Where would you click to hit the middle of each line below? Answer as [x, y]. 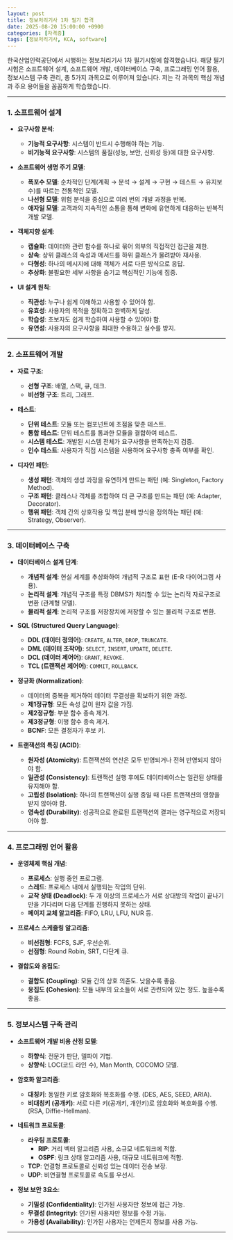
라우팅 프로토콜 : [49, 1140]
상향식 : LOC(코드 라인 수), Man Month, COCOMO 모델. [103, 1065]
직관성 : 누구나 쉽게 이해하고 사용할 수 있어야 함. [91, 302]
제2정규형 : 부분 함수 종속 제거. [68, 713]
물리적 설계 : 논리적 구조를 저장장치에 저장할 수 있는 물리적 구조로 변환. [122, 612]
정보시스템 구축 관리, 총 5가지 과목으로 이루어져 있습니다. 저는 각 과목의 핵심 [110, 78]
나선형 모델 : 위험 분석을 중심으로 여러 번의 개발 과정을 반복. [107, 200]
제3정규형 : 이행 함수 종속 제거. [68, 722]
